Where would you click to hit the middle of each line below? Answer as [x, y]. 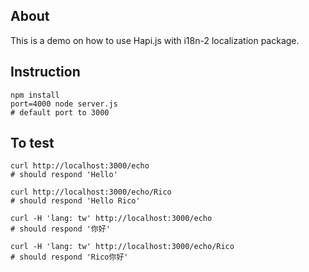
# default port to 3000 [60, 112]
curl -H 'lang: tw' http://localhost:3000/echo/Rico [122, 247]
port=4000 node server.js [64, 104]
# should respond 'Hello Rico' [75, 201]
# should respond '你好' [60, 229]
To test [32, 143]
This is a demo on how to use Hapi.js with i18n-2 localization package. [155, 40]
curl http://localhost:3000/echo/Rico [91, 192]
